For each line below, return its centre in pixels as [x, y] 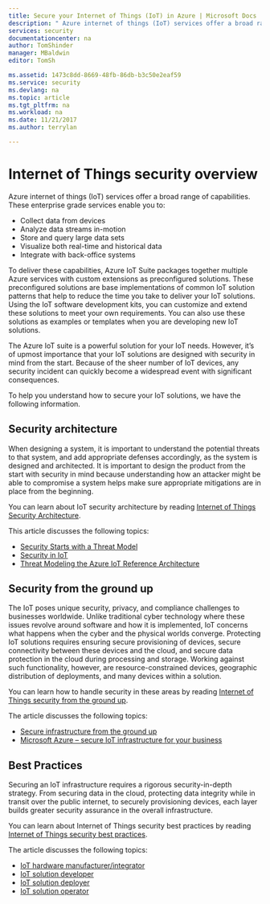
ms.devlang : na [34, 90]
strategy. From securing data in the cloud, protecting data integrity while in [132, 793]
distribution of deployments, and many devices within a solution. [115, 677]
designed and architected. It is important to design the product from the [127, 465]
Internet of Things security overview [133, 174]
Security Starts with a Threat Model [79, 546]
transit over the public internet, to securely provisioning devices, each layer [133, 802]
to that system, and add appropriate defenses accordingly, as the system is [133, 457]
